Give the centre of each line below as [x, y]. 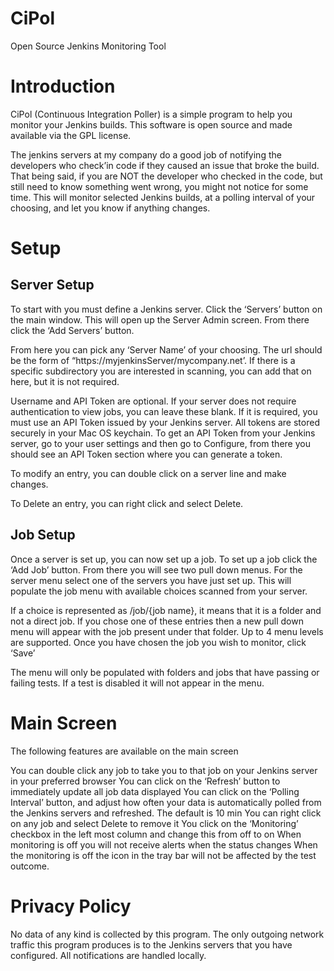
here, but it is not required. [65, 381]
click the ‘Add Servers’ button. [72, 330]
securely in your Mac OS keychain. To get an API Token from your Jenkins [163, 433]
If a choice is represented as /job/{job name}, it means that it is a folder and [166, 610]
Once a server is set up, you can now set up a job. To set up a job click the [164, 559]
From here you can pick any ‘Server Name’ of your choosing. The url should [166, 349]
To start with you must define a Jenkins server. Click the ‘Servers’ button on [166, 309]
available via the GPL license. [71, 135]
